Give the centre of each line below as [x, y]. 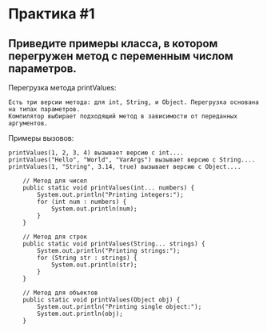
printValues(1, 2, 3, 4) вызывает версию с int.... [96, 153]
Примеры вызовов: [41, 138]
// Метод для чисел [55, 181]
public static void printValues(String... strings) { [114, 244]
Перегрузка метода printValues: [62, 88]
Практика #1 [52, 14]
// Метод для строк [55, 237]
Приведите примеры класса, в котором [113, 44]
